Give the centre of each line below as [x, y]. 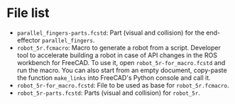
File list [28, 13]
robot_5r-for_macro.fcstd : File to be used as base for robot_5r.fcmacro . [123, 85]
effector [28, 40]
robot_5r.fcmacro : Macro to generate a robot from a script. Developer [119, 47]
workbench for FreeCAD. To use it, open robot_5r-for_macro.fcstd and [121, 62]
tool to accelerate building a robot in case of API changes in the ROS [117, 55]
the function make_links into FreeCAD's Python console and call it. [114, 77]
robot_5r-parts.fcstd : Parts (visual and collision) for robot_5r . [108, 93]
